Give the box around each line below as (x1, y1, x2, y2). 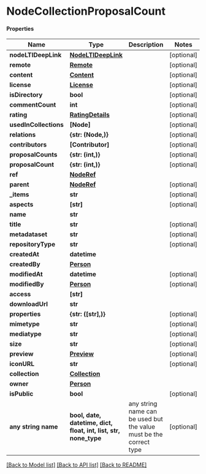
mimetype (9, 320, 40, 329)
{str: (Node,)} (69, 131, 109, 139)
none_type (69, 434, 102, 443)
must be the (128, 430, 163, 439)
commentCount (9, 101, 56, 109)
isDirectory (9, 91, 43, 99)
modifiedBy (9, 280, 44, 289)
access (9, 290, 31, 299)
